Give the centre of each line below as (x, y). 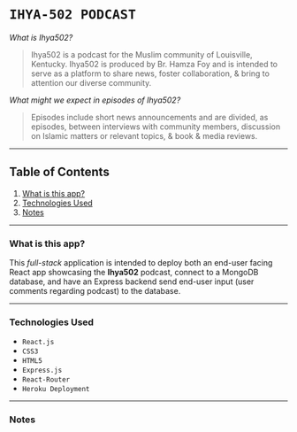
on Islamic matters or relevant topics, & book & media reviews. (144, 135)
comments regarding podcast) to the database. (95, 291)
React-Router (46, 380)
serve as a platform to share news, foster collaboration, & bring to (150, 73)
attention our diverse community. (91, 82)
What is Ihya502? (41, 37)
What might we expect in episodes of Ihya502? (95, 100)
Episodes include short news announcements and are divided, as (149, 117)
